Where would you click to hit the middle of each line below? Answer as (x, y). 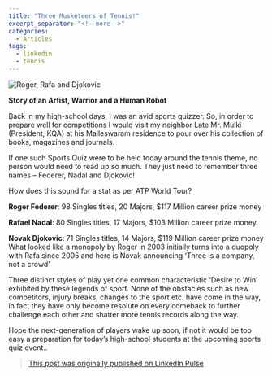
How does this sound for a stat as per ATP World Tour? (100, 190)
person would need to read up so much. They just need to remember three (133, 166)
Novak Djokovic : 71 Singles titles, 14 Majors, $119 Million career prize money (136, 238)
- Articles (34, 39)
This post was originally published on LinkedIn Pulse (116, 363)
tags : (17, 46)
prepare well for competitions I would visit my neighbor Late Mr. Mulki (125, 125)
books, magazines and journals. (62, 142)
